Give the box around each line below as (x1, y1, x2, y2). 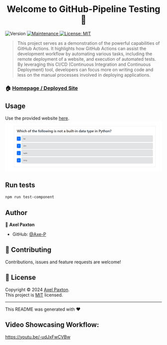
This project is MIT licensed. (5, 292, 63, 298)
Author (5, 208, 27, 217)
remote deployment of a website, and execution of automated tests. (17, 56, 157, 62)
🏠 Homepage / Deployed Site (5, 85, 78, 92)
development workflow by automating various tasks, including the (17, 51, 153, 57)
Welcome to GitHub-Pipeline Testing (6, 3, 161, 15)
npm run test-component (5, 195, 55, 200)
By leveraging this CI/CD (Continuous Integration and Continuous (17, 61, 151, 67)
